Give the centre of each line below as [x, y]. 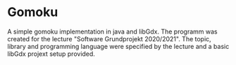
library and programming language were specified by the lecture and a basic [118, 46]
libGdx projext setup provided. [51, 54]
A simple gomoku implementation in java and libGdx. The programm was [112, 31]
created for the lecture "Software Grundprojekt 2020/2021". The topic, [109, 38]
